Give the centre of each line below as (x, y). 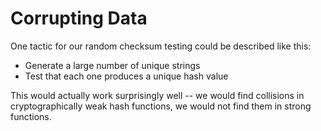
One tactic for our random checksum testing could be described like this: (161, 46)
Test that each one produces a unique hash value (126, 76)
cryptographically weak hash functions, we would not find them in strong (161, 106)
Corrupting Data (79, 18)
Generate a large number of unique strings (112, 65)
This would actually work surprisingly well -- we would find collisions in (157, 95)
